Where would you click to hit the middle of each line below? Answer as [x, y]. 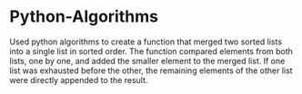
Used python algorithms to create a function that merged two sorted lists [146, 42]
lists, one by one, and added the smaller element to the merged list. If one [147, 61]
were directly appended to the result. [79, 80]
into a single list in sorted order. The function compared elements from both [151, 51]
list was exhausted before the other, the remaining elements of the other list [151, 70]
